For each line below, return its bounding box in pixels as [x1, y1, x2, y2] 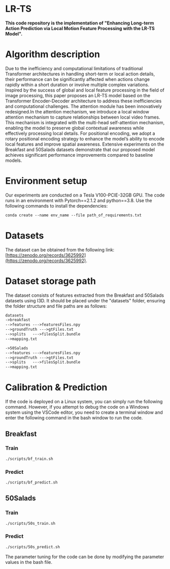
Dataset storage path [5, 275, 96, 287]
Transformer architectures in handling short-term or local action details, [5, 71, 155, 77]
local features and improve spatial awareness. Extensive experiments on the [5, 141, 164, 147]
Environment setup [5, 175, 87, 187]
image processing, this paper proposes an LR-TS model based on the [5, 92, 151, 98]
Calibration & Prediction [5, 382, 108, 393]
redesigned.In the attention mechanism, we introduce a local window [5, 108, 150, 115]
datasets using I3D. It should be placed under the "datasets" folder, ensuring [5, 297, 165, 303]
